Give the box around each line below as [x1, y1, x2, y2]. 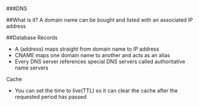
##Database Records [6, 34, 58, 41]
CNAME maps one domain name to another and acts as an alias [14, 52, 171, 58]
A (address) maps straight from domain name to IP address [14, 45, 159, 52]
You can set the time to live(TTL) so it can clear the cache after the [14, 87, 178, 94]
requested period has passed [14, 94, 87, 100]
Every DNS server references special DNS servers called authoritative [14, 58, 185, 65]
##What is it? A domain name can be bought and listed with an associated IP [6, 16, 193, 23]
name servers [14, 64, 49, 71]
